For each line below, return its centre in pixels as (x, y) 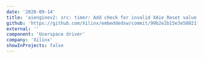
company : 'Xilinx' (29, 40)
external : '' (23, 29)
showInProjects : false (35, 46)
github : (16, 23)
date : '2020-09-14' (31, 12)
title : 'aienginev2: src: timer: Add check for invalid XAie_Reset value (102, 18)
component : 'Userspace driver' (46, 34)
